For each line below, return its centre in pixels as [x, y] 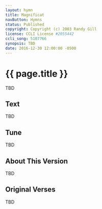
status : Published [25, 24]
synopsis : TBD [20, 44]
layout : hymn [19, 10]
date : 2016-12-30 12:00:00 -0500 [41, 48]
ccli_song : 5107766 [26, 39]
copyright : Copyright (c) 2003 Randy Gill [51, 29]
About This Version [36, 161]
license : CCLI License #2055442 [40, 34]
